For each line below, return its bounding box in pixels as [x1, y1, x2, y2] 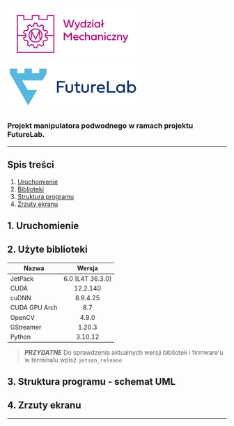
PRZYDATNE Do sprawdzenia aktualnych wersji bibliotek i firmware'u [24, 348, 224, 356]
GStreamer [10, 323, 42, 331]
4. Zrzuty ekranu [7, 399, 81, 411]
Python [10, 332, 31, 341]
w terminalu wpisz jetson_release [24, 355, 123, 364]
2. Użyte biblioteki [7, 244, 88, 256]
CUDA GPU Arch [10, 303, 58, 312]
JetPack [10, 274, 34, 283]
